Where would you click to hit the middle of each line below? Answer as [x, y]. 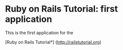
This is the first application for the [39, 33]
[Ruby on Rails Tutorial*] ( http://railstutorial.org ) [53, 42]
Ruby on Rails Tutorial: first [61, 9]
